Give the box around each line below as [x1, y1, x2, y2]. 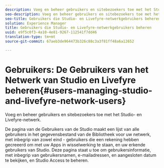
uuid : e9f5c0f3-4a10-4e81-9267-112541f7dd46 [5, 30, 97, 35]
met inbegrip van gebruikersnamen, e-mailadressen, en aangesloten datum [5, 152, 157, 158]
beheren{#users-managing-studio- [5, 85, 153, 96]
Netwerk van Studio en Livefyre [5, 74, 136, 85]
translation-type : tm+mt [5, 35, 56, 40]
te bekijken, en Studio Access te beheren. [5, 157, 89, 163]
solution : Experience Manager [5, 21, 67, 26]
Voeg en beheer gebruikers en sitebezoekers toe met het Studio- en [5, 111, 142, 117]
